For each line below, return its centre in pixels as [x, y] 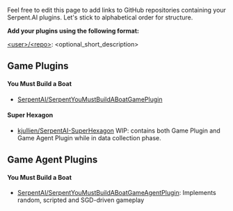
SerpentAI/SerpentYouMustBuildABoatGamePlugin [90, 99]
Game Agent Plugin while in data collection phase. [89, 137]
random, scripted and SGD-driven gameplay [81, 200]
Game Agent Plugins [53, 160]
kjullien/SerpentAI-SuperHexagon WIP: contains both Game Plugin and [119, 130]
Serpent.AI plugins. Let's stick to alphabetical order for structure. [100, 17]
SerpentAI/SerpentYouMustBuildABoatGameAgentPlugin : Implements [117, 193]
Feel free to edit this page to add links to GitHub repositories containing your [116, 10]
